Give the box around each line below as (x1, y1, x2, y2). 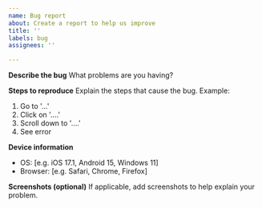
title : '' (8, 26, 42, 34)
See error (19, 127, 52, 137)
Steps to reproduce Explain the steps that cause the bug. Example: (8, 86, 230, 96)
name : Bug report (8, 11, 67, 20)
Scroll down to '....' (19, 118, 82, 128)
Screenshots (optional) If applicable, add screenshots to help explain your (8, 182, 255, 192)
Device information (8, 142, 74, 152)
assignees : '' (8, 42, 56, 50)
